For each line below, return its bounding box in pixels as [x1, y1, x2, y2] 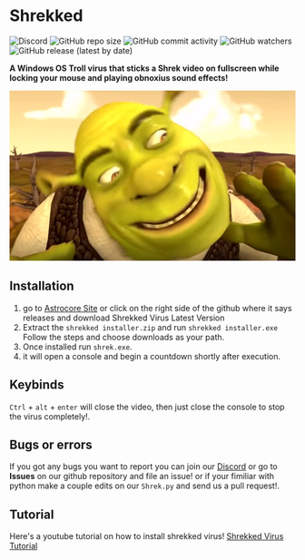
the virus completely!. [9, 410, 91, 422]
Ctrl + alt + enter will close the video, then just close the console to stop [9, 401, 285, 412]
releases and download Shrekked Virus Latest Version [22, 312, 225, 323]
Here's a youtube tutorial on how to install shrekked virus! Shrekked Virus [9, 531, 284, 542]
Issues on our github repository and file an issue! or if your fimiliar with [9, 471, 275, 482]
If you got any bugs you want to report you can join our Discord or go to [9, 461, 279, 472]
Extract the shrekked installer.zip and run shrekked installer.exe [22, 321, 279, 332]
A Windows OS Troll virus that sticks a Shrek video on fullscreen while [9, 63, 280, 74]
